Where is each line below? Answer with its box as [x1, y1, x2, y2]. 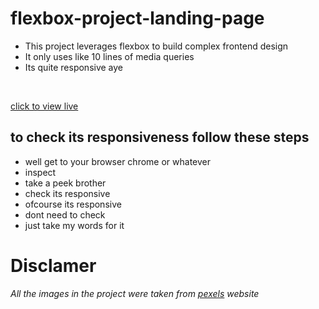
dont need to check [24, 208, 106, 221]
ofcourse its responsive [24, 198, 122, 210]
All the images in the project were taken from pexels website [10, 287, 260, 299]
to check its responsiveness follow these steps [10, 129, 310, 146]
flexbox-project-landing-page [10, 7, 265, 30]
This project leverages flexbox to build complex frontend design [24, 40, 289, 52]
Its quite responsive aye [24, 61, 124, 73]
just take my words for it [24, 219, 125, 231]
